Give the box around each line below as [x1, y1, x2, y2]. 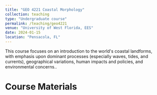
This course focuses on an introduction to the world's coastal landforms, [5, 48, 153, 54]
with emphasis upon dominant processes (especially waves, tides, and [5, 53, 149, 59]
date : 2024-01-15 [5, 30, 41, 35]
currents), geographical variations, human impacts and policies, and [5, 59, 143, 64]
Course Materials [5, 81, 77, 93]
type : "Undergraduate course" [5, 16, 67, 21]
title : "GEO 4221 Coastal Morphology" [5, 7, 85, 12]
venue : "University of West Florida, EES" [5, 26, 94, 31]
